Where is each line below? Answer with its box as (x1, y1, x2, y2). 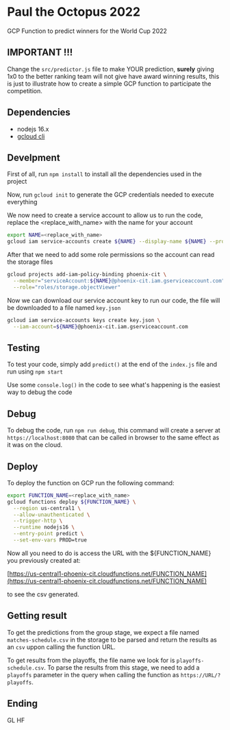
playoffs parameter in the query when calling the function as (7, 670, 179, 679)
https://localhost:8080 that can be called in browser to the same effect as (7, 433, 220, 442)
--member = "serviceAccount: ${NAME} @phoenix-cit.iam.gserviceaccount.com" (13, 278, 225, 284)
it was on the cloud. (7, 441, 63, 449)
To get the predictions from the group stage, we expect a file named (7, 628, 200, 636)
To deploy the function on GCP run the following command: (7, 478, 175, 487)
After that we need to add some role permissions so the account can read (7, 251, 215, 259)
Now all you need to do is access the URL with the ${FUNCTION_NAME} (7, 549, 212, 557)
